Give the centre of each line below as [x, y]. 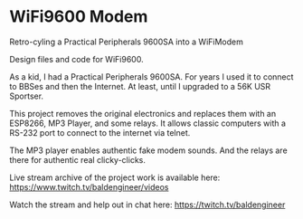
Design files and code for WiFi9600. [76, 59]
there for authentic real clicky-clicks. [78, 159]
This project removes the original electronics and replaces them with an [143, 113]
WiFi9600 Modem [79, 17]
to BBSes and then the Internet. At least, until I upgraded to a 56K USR [140, 86]
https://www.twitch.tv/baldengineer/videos [89, 186]
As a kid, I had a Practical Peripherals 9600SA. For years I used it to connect [151, 76]
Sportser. [26, 96]
